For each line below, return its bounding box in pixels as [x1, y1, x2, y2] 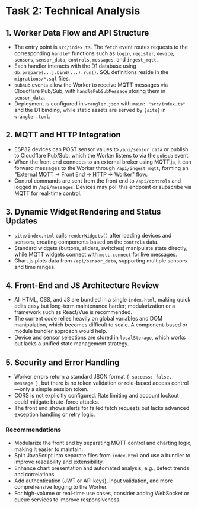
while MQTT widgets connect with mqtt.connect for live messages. [14, 251, 177, 258]
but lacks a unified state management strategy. [14, 340, 129, 347]
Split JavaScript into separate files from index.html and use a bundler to [14, 452, 191, 459]
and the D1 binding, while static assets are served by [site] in [14, 107, 167, 113]
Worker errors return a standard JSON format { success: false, [14, 373, 173, 380]
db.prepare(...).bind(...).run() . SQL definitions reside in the [14, 69, 169, 75]
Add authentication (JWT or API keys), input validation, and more [14, 477, 173, 484]
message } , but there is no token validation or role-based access [14, 379, 170, 386]
